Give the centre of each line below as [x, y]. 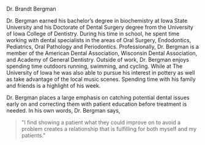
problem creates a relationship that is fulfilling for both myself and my [109, 129]
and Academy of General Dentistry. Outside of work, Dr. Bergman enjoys [98, 60]
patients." [33, 135]
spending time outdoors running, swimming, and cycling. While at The [95, 66]
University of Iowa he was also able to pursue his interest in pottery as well [101, 72]
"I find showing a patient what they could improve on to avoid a [101, 122]
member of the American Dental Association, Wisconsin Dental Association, [102, 53]
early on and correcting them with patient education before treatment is [97, 104]
